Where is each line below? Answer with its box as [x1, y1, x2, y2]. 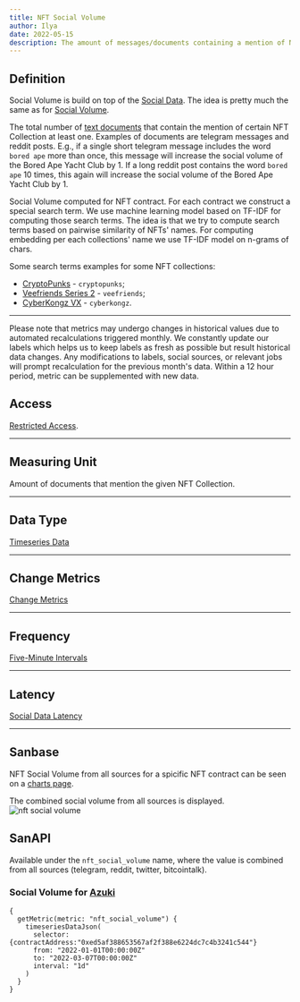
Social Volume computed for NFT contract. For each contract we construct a [9, 196, 291, 207]
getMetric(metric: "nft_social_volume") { [17, 914, 178, 923]
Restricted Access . [9, 420, 79, 430]
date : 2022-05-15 [9, 30, 74, 38]
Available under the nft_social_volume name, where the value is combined [9, 854, 284, 865]
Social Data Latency [9, 710, 83, 721]
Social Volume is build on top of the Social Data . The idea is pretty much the [9, 95, 289, 106]
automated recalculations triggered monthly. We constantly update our [9, 333, 270, 344]
